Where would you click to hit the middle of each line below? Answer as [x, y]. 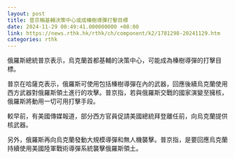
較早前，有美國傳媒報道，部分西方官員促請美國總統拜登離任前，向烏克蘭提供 [117, 116]
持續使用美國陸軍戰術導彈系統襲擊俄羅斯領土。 [74, 149]
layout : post [26, 14]
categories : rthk [33, 40]
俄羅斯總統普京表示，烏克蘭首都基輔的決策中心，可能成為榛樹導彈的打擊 [111, 61]
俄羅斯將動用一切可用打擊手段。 [53, 101]
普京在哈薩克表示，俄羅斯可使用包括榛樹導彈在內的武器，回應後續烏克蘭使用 [117, 84]
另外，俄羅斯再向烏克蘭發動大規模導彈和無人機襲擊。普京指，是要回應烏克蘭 [117, 139]
